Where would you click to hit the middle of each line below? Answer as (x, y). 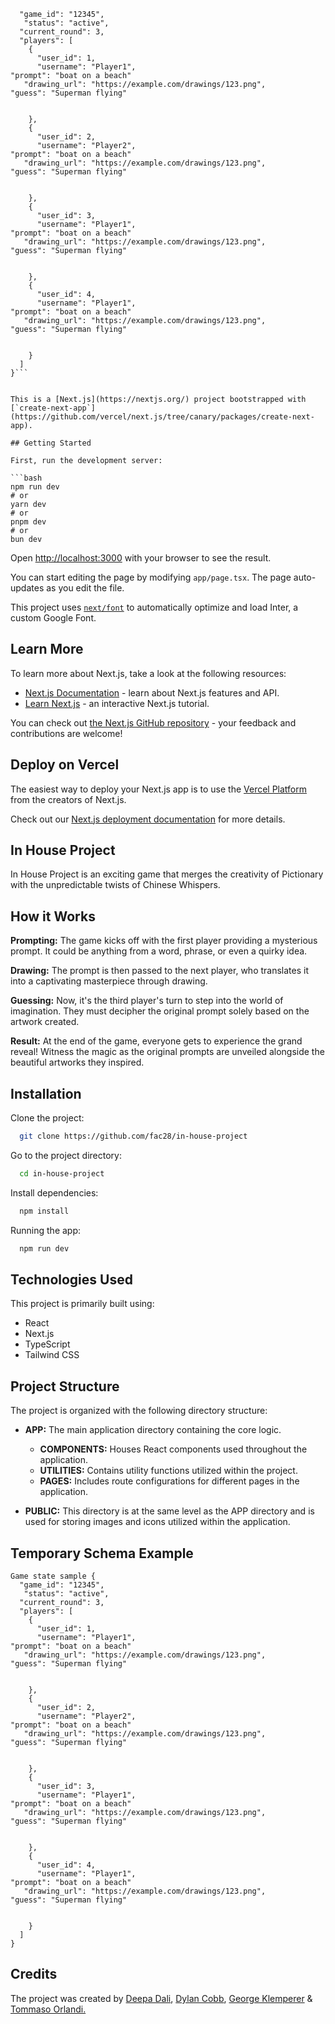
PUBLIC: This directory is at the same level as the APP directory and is (169, 1511)
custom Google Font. (53, 618)
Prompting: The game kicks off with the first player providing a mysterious (164, 941)
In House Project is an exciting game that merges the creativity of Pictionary (167, 874)
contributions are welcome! (66, 733)
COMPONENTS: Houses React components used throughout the (173, 1449)
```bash (26, 478)
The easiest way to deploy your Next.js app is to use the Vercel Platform (159, 789)
